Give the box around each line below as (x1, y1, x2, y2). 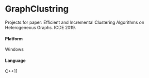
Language (5, 57, 26, 63)
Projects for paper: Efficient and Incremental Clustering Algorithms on (5, 19, 145, 25)
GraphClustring (5, 3, 69, 15)
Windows (5, 47, 24, 52)
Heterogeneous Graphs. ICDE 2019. (5, 24, 76, 30)
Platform (5, 35, 23, 42)
